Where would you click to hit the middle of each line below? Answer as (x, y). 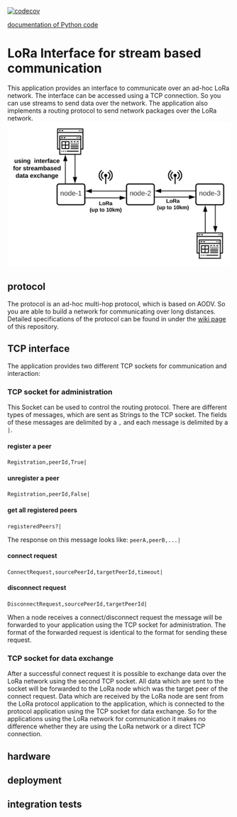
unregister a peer (33, 478)
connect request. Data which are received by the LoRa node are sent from (116, 696)
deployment (35, 780)
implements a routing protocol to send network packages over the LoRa (112, 111)
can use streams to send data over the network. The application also (108, 103)
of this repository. (33, 326)
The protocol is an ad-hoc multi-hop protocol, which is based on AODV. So (116, 304)
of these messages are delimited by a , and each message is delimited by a (118, 422)
